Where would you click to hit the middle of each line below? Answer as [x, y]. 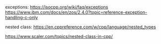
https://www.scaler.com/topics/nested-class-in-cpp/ [59, 36]
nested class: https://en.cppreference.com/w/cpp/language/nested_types [80, 27]
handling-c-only [22, 17]
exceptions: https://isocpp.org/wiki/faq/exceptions [57, 7]
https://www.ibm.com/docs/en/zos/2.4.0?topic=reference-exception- [76, 12]
